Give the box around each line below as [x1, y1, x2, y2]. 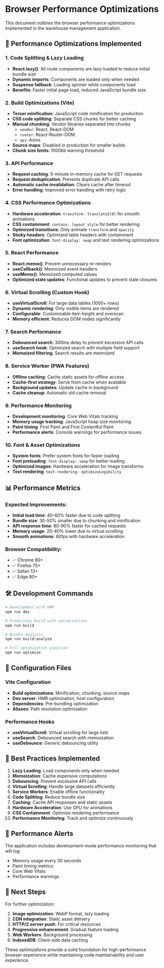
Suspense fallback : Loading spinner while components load [12, 81, 136, 87]
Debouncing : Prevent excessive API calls [12, 778, 97, 784]
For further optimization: [5, 901, 55, 907]
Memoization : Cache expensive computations [12, 773, 108, 779]
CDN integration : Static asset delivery [12, 916, 91, 922]
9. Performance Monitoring [5, 402, 72, 409]
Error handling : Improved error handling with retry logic [12, 187, 126, 193]
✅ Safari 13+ [12, 568, 38, 574]
